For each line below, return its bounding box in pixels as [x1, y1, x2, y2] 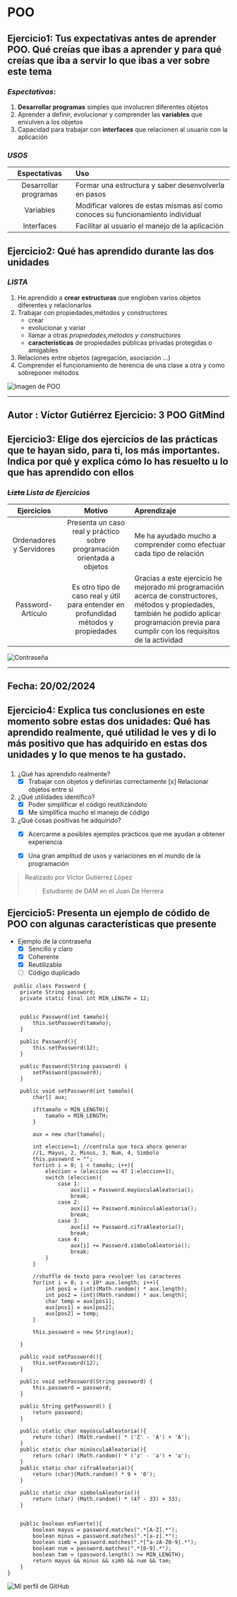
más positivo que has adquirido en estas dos [7, 737, 208, 749]
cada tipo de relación [134, 548, 205, 558]
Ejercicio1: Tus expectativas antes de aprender [7, 32, 217, 44]
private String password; [20, 989, 97, 996]
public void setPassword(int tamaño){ [20, 1088, 134, 1095]
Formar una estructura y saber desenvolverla [75, 181, 225, 191]
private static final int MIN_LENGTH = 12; [20, 995, 150, 1002]
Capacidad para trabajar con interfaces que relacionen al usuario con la [17, 125, 228, 133]
